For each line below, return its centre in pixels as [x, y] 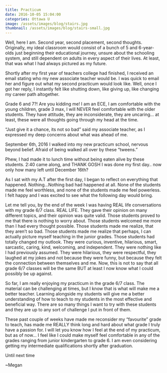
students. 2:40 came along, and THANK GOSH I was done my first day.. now [83, 165]
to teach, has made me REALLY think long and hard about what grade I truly [83, 325]
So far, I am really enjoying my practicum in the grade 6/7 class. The [75, 283]
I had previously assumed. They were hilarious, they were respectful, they [81, 253]
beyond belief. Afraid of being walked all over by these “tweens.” [72, 150]
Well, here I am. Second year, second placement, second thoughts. [74, 42]
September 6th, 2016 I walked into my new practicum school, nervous [77, 144]
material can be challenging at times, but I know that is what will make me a [82, 288]
